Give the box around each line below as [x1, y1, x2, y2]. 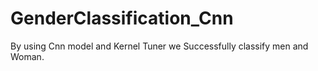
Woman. [10, 50, 45, 62]
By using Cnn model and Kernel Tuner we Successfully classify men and [10, 40, 309, 52]
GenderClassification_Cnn [10, 7, 234, 30]
